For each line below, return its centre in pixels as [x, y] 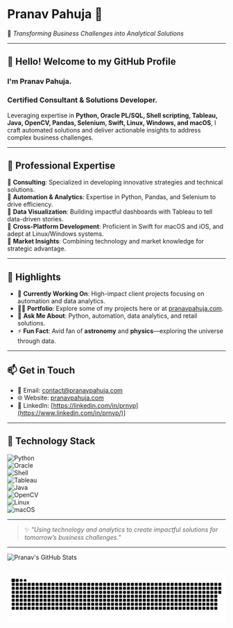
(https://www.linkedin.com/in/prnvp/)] [71, 413]
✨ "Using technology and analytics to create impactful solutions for [121, 529]
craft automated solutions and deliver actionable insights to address [104, 130]
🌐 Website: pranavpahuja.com [60, 398]
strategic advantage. [37, 248]
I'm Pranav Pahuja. [40, 81]
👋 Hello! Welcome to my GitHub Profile [92, 62]
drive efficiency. [30, 205]
